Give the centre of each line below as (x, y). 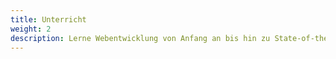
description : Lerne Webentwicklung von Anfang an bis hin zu (140, 38)
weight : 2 (31, 29)
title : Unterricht (48, 19)
